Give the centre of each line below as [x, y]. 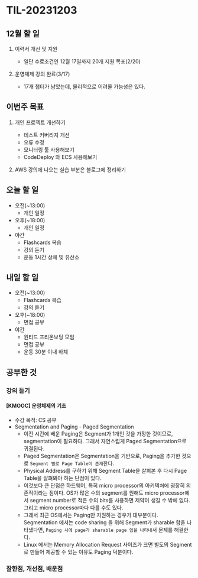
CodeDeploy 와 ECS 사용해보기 [60, 157]
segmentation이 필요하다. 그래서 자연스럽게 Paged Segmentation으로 [105, 441]
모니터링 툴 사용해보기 [49, 150]
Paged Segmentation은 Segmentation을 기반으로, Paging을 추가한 [102, 456]
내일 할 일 [22, 277]
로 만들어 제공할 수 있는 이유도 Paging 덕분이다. [78, 552]
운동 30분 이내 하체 [46, 352]
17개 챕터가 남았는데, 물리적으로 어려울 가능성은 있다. [85, 87]
